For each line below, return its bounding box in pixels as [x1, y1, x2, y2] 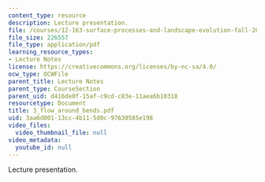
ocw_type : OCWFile [8, 70, 69, 78]
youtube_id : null [15, 143, 73, 151]
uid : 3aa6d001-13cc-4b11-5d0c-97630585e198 [8, 114, 154, 122]
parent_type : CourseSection [8, 84, 101, 93]
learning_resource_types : [8, 48, 93, 56]
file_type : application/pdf [8, 41, 101, 49]
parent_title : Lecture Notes [8, 77, 104, 85]
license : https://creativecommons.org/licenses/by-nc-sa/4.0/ [8, 63, 217, 71]
